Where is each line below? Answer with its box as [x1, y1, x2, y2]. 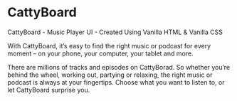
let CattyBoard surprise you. [7, 85, 90, 94]
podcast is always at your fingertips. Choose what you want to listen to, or [7, 78, 226, 86]
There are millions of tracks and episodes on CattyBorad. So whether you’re [7, 63, 231, 71]
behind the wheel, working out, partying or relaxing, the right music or [7, 70, 213, 79]
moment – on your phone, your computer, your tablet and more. [7, 49, 194, 58]
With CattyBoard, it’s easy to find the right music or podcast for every [7, 41, 211, 50]
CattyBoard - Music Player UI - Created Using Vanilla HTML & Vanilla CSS [7, 28, 223, 36]
